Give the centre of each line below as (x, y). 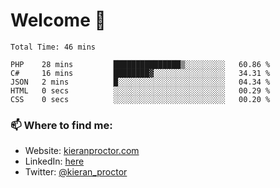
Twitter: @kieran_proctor (76, 172)
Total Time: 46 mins (53, 47)
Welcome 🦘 (58, 20)
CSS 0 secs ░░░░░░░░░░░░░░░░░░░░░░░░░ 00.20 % (140, 99)
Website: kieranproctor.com (82, 151)
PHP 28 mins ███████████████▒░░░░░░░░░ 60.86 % (140, 64)
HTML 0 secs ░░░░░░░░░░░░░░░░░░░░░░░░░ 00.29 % (140, 90)
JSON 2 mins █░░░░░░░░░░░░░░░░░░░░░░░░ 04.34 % (140, 82)
